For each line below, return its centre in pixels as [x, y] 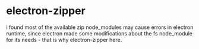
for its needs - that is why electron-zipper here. [64, 40]
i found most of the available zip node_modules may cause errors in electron [100, 27]
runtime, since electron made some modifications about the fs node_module [99, 33]
